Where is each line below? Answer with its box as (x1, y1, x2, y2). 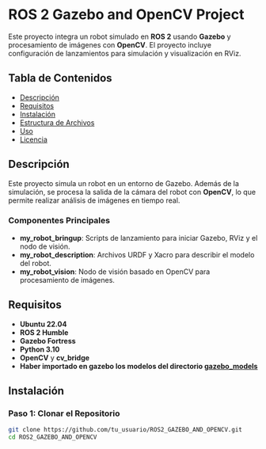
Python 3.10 (19, 344, 60, 354)
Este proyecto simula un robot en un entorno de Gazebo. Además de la (8, 178, 240, 188)
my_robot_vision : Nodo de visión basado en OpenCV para (19, 267, 211, 276)
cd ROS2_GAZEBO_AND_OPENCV (8, 433, 97, 441)
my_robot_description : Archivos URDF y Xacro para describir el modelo (19, 249, 255, 259)
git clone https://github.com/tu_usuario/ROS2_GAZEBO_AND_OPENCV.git (8, 426, 243, 434)
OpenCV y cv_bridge (19, 352, 89, 362)
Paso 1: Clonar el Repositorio (8, 408, 120, 419)
